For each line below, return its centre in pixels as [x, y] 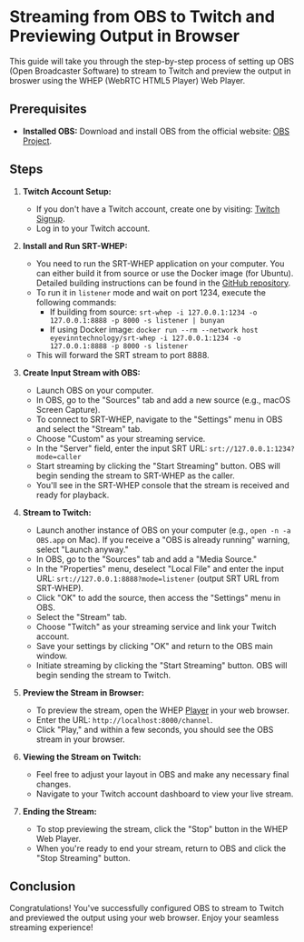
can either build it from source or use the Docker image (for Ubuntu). [165, 273]
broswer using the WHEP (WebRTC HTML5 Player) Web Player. [127, 80]
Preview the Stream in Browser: [83, 692]
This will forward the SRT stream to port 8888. [123, 355]
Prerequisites [48, 110]
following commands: [76, 302]
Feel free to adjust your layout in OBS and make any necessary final [162, 774]
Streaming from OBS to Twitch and [142, 17]
